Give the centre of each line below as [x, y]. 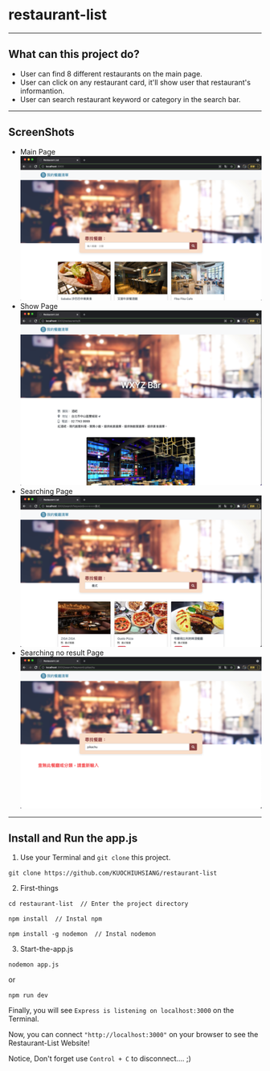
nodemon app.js [34, 965]
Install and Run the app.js [73, 838]
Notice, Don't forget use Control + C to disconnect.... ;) [100, 1059]
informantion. [42, 91]
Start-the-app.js [47, 949]
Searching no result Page [62, 653]
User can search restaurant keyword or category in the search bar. [130, 99]
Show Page [39, 307]
